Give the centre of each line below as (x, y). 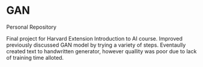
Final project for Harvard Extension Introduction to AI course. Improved (95, 38)
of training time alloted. (35, 57)
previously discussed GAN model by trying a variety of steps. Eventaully (96, 45)
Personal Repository (31, 27)
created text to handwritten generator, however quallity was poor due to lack (101, 51)
